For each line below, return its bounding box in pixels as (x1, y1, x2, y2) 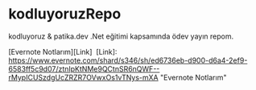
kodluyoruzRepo (8, 5, 122, 23)
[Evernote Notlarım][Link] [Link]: (8, 47, 118, 56)
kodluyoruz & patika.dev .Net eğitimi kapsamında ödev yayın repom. (8, 31, 234, 41)
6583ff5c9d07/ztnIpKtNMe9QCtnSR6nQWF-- (8, 63, 160, 73)
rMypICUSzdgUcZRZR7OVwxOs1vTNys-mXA (8, 72, 159, 82)
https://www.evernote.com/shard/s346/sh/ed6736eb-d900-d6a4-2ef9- (8, 55, 248, 65)
